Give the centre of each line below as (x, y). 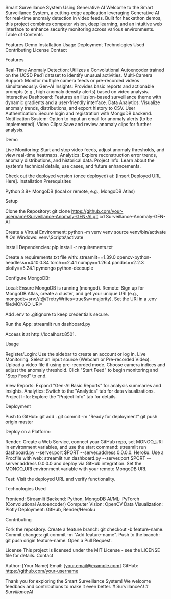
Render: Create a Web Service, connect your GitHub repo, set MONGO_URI (84, 442)
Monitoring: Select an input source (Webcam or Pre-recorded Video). (78, 359)
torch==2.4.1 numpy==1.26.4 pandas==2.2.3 (97, 263)
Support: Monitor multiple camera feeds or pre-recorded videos (72, 81)
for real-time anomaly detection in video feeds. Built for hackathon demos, (83, 18)
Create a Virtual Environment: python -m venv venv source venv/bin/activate (86, 232)
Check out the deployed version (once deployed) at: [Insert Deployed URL (83, 176)
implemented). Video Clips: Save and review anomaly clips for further (78, 124)
